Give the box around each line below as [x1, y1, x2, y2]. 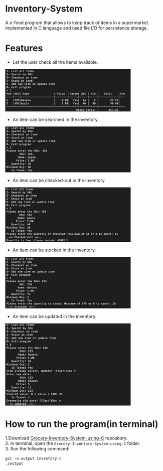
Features [5, 43, 43, 54]
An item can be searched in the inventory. [12, 116, 99, 123]
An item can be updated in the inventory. [12, 313, 97, 320]
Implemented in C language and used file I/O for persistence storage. [5, 25, 148, 31]
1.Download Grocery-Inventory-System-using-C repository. [5, 435, 128, 441]
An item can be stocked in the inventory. [12, 247, 96, 253]
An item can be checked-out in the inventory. [12, 178, 106, 184]
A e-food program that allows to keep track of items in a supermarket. [5, 20, 149, 26]
